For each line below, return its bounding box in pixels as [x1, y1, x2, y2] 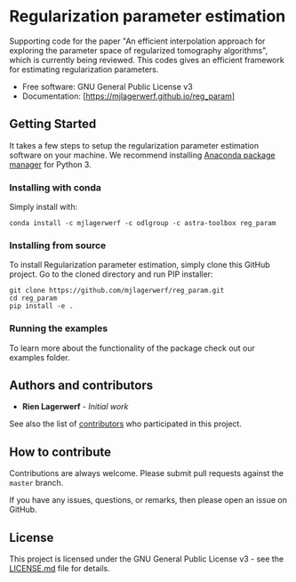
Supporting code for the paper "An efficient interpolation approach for [9, 36, 266, 46]
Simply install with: [9, 202, 78, 213]
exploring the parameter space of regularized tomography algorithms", [9, 44, 268, 55]
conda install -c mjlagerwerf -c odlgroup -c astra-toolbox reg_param [9, 219, 276, 228]
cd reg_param [9, 294, 58, 303]
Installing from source [9, 238, 107, 251]
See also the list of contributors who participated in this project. [9, 418, 243, 429]
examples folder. [9, 352, 70, 362]
